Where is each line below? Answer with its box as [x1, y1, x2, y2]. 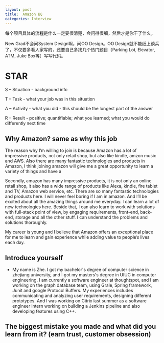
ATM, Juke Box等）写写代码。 [5, 53, 66, 59]
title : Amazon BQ [5, 12, 43, 17]
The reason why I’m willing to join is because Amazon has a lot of [5, 147, 137, 153]
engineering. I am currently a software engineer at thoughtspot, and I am [12, 277, 159, 283]
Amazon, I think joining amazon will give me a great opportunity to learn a [5, 163, 153, 169]
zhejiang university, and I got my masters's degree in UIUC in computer [12, 271, 157, 277]
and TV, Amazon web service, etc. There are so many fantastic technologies [5, 188, 159, 194]
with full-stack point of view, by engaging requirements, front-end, [5, 209, 140, 215]
